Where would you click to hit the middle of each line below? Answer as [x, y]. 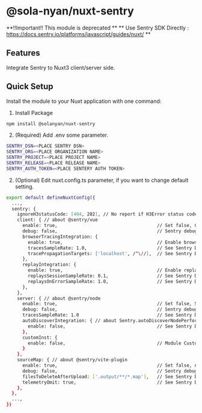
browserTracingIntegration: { [60, 237]
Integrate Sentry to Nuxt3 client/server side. [61, 67]
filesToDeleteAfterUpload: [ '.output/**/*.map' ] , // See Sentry [107, 377]
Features [23, 53]
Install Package [34, 113]
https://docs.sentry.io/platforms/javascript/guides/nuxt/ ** [78, 34]
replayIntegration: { [49, 265]
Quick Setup [30, 86]
